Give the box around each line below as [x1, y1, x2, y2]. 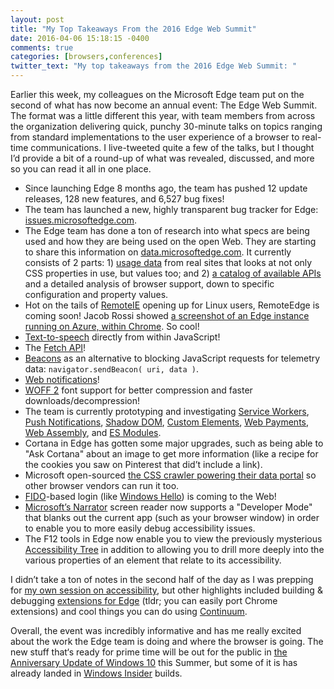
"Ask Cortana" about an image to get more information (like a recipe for [24, 448, 319, 460]
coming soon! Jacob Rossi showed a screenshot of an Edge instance [24, 310, 310, 321]
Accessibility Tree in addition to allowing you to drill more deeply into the [24, 544, 325, 555]
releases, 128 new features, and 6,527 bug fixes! [24, 193, 225, 205]
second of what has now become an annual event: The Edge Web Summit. [10, 99, 318, 111]
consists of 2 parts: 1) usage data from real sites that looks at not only [24, 257, 313, 268]
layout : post [10, 14, 65, 25]
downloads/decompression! [24, 395, 141, 406]
